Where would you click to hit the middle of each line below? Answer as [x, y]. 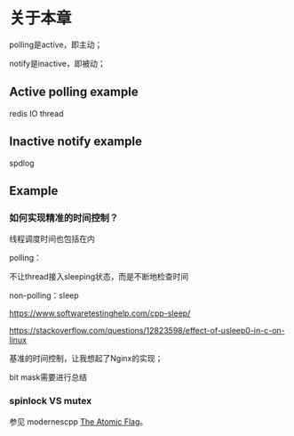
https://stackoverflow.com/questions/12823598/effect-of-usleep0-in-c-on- [147, 331]
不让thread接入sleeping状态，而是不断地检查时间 [99, 277]
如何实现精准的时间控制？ [64, 217]
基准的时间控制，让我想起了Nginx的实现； [86, 359]
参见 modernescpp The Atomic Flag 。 [79, 421]
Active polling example [74, 92]
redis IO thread [36, 113]
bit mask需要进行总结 [48, 377]
